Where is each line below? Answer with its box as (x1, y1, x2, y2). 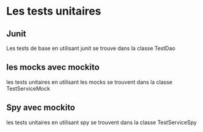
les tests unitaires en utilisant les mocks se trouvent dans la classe (6, 78, 173, 86)
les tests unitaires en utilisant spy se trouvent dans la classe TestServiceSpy (6, 119, 197, 126)
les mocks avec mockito (6, 62, 100, 72)
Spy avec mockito (6, 102, 75, 113)
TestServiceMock (6, 85, 50, 92)
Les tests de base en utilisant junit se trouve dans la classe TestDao (6, 44, 176, 52)
